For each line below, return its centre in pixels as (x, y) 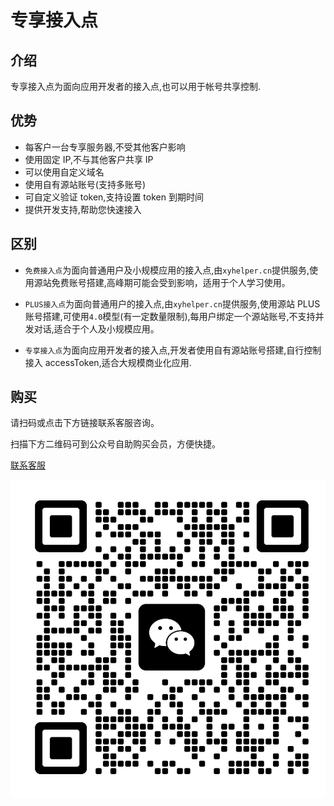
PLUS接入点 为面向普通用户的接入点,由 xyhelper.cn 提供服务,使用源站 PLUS (172, 303)
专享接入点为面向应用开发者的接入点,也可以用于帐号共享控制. (136, 86)
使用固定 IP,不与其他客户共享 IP (89, 159)
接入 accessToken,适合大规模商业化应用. (108, 362)
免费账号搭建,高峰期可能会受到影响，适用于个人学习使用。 (171, 282)
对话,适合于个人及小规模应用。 (96, 328)
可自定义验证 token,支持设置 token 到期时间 (114, 197)
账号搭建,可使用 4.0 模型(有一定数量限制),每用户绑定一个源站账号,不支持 (170, 316)
